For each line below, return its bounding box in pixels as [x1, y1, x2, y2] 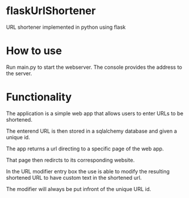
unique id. [6, 133, 31, 140]
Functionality [6, 90, 72, 104]
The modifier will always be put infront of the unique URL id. [6, 185, 151, 192]
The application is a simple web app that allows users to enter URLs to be [6, 110, 184, 117]
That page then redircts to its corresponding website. [6, 156, 135, 163]
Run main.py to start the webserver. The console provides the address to [6, 63, 183, 71]
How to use [6, 44, 62, 58]
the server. [6, 69, 32, 77]
